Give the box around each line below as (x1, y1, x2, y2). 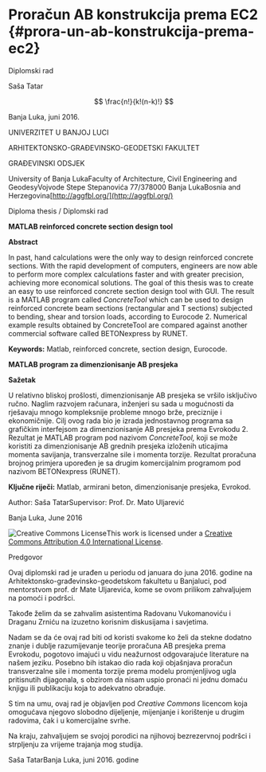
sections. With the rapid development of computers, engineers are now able (8, 261, 258, 270)
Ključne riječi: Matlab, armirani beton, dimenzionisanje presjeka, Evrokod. (8, 482, 251, 492)
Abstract (8, 237, 38, 246)
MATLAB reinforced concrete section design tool (8, 221, 174, 231)
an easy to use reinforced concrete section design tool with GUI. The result (8, 286, 255, 296)
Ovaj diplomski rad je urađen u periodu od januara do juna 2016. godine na (8, 567, 253, 577)
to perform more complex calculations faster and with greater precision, (8, 269, 244, 279)
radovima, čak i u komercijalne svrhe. (8, 715, 131, 725)
